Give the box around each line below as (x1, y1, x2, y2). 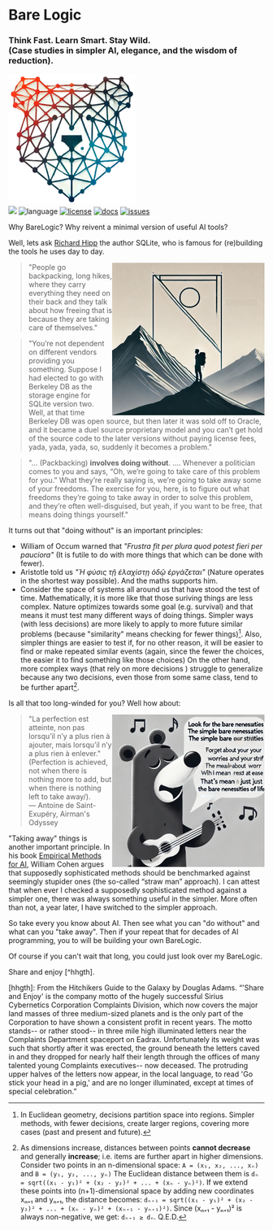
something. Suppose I (28, 364, 102, 375)
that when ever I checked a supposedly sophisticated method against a (8, 884, 248, 895)
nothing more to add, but (28, 774, 112, 784)
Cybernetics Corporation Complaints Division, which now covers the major (8, 1000, 258, 1010)
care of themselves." (28, 323, 98, 332)
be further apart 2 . (19, 680, 80, 692)
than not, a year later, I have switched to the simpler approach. (8, 902, 218, 912)
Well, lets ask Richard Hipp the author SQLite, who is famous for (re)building (8, 238, 263, 248)
